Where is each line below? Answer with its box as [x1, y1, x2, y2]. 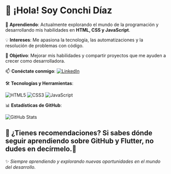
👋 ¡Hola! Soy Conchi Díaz [5, 5, 112, 16]
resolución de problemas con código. [5, 42, 84, 48]
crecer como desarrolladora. [5, 58, 65, 64]
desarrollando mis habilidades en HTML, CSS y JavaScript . [5, 27, 130, 33]
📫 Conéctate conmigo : [5, 68, 56, 74]
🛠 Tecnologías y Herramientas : [5, 80, 74, 86]
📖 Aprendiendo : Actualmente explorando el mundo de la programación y [5, 21, 159, 28]
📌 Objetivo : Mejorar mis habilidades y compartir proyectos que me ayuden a [5, 52, 166, 58]
